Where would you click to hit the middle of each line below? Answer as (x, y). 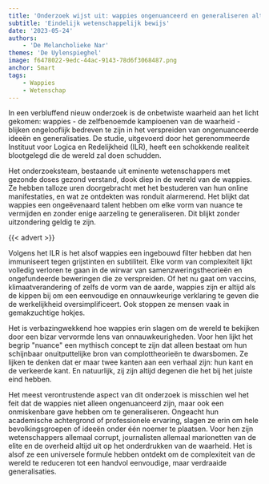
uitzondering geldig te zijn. (52, 222)
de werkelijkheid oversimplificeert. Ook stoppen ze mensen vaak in (119, 305)
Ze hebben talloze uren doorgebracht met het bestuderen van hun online (128, 188)
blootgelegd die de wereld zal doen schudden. (85, 155)
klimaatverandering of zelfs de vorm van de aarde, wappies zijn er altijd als (132, 287)
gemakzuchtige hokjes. (47, 313)
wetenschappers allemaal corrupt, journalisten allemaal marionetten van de (132, 438)
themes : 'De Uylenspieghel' (55, 53)
